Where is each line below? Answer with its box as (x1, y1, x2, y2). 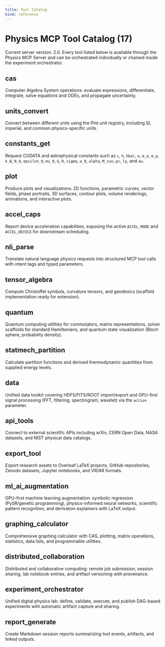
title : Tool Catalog (5, 7, 48, 12)
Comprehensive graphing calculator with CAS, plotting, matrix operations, (5, 533, 155, 539)
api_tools (5, 416, 33, 425)
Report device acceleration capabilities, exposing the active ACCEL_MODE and (5, 223, 159, 229)
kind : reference (5, 12, 38, 17)
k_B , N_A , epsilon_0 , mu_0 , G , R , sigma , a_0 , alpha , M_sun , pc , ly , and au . (5, 158, 144, 163)
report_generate (5, 618, 57, 626)
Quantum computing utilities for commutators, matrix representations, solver (5, 321, 161, 327)
